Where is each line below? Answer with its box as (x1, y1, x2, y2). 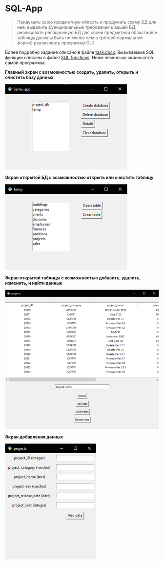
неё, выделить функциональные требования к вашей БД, (17, 24, 137, 30)
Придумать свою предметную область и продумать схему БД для (17, 19, 157, 25)
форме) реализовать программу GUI (17, 40, 94, 45)
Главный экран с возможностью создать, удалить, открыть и (5, 69, 138, 75)
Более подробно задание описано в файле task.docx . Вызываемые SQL (5, 49, 155, 55)
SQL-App (5, 3, 43, 14)
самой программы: (5, 60, 45, 65)
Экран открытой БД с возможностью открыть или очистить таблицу (5, 174, 154, 180)
